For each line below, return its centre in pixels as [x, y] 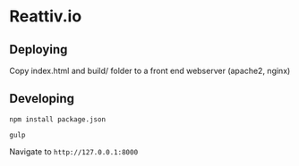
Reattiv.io [46, 17]
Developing [42, 99]
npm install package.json [57, 119]
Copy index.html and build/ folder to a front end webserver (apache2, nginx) [150, 71]
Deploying [38, 50]
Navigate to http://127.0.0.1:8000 [74, 151]
